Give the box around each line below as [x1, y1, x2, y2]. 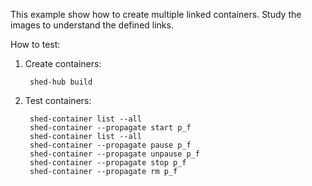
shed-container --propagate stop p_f [29, 158, 187, 168]
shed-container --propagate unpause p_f [29, 149, 201, 159]
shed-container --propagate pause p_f [29, 140, 192, 150]
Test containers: [24, 95, 92, 106]
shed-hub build [29, 77, 93, 87]
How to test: [10, 39, 61, 50]
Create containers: [24, 58, 102, 69]
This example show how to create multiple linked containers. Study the [10, 9, 302, 20]
